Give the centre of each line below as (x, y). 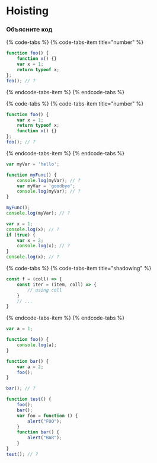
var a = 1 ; (20, 329)
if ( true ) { (21, 235)
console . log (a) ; (37, 345)
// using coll (45, 290)
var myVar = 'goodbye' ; (46, 186)
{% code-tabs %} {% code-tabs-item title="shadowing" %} (79, 269)
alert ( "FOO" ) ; (45, 421)
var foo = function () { (47, 416)
